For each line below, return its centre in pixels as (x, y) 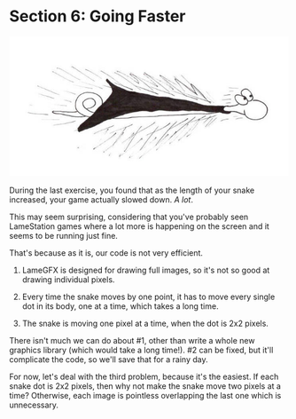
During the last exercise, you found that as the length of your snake (132, 190)
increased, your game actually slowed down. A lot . (101, 199)
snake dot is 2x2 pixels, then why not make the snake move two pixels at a (145, 386)
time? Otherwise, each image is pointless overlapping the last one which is (145, 395)
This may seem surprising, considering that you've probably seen (129, 217)
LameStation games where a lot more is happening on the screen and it (140, 226)
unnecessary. (34, 405)
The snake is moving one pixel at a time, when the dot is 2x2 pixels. (145, 323)
